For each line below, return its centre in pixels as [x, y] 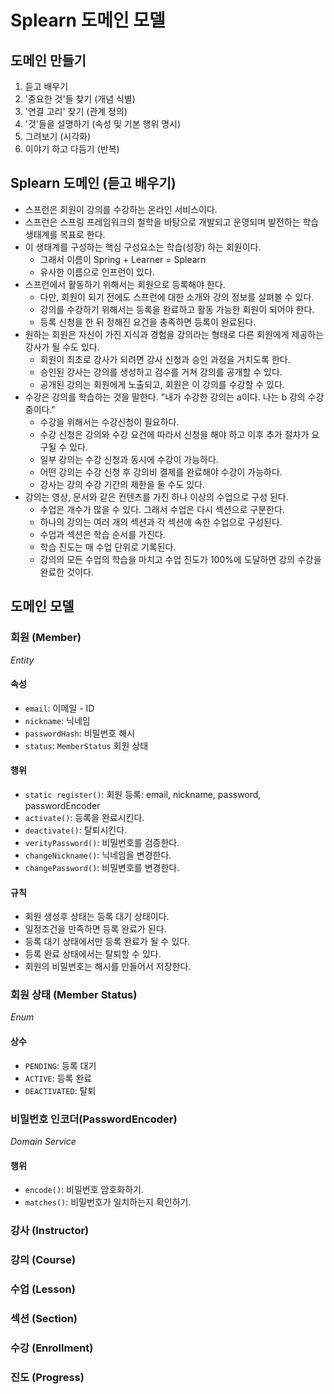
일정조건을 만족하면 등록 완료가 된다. [95, 929]
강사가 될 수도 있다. [62, 347]
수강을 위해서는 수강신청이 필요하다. [109, 422]
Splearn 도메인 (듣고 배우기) [93, 183]
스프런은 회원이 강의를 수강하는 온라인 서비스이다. [121, 209]
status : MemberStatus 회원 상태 [86, 745]
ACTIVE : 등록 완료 [58, 1078]
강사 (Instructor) [50, 1231]
